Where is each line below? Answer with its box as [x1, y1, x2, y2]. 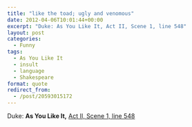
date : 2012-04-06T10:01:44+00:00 [7, 16, 104, 23]
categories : [7, 36, 41, 43]
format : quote [7, 80, 48, 87]
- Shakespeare [13, 73, 54, 81]
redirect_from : [7, 86, 51, 93]
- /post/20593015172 [13, 93, 73, 100]
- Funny [13, 42, 36, 49]
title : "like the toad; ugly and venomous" [7, 10, 135, 17]
